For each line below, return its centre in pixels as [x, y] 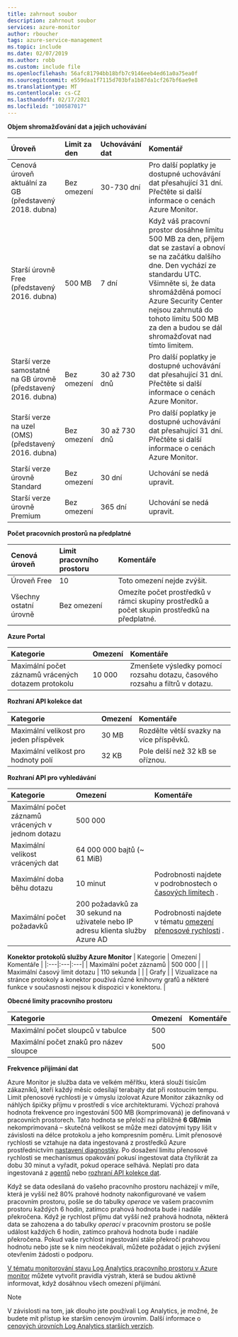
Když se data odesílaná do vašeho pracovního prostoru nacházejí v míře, [113, 1186]
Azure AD [91, 939]
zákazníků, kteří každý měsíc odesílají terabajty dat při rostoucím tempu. [113, 1089]
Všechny [25, 596]
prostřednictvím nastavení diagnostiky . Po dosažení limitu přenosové [107, 1150]
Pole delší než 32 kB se [177, 751]
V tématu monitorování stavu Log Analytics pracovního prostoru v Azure [113, 1268]
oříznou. [152, 759]
